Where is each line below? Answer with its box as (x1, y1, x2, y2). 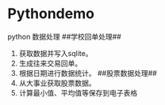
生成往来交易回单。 (18, 58, 82, 68)
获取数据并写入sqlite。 (18, 48, 93, 58)
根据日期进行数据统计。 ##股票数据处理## (18, 68, 158, 77)
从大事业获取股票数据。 (18, 78, 96, 88)
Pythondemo (7, 5, 94, 23)
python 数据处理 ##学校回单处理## (7, 32, 122, 41)
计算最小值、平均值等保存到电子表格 (18, 88, 138, 97)
